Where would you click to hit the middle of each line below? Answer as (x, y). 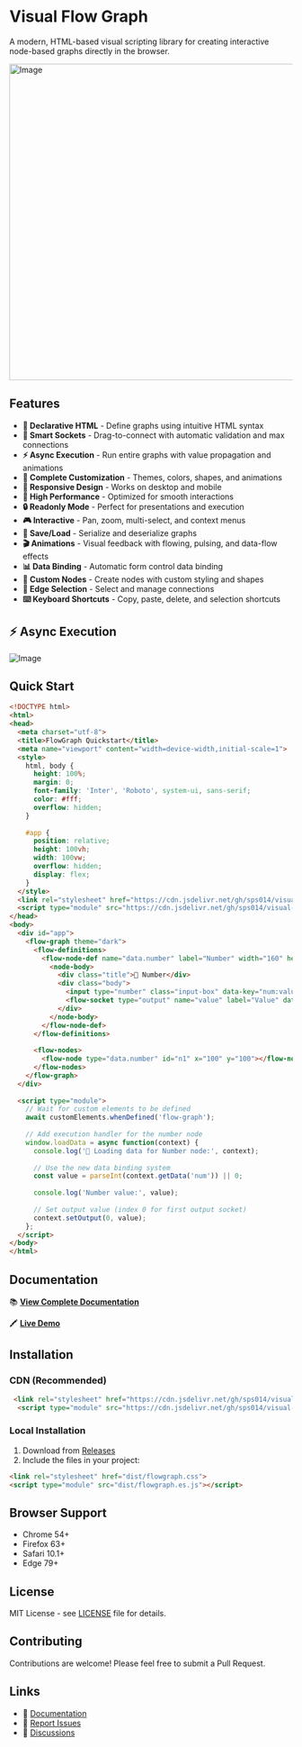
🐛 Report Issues (52, 1723)
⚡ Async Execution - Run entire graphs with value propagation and (147, 455)
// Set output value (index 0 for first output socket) (140, 1209)
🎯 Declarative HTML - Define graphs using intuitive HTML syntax (143, 425)
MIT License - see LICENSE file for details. (88, 1614)
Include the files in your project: (81, 1460)
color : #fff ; (58, 799)
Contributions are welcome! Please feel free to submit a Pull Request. (138, 1663)
